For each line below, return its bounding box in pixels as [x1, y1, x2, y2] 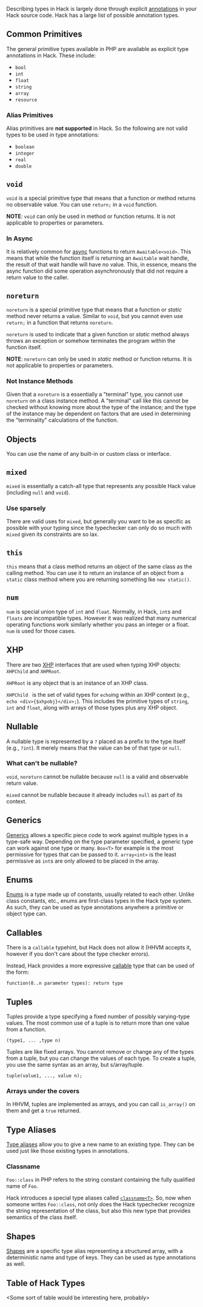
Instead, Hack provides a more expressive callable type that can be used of [6, 962, 195, 969]
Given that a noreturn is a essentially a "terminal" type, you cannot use [6, 391, 183, 398]
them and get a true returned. [6, 1107, 81, 1115]
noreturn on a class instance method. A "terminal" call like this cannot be [6, 397, 189, 404]
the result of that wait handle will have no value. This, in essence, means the [6, 261, 197, 268]
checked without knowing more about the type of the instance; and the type [6, 404, 196, 411]
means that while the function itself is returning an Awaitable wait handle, [6, 254, 189, 262]
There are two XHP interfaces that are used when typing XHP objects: [6, 661, 181, 668]
